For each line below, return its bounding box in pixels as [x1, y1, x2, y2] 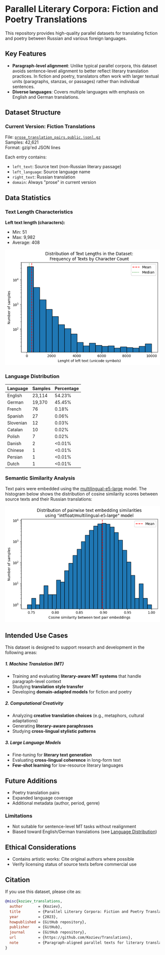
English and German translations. [12, 94, 80, 100]
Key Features [5, 50, 47, 58]
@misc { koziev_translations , [5, 899, 63, 904]
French [7, 406, 22, 412]
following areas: [5, 650, 38, 656]
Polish [7, 434, 20, 440]
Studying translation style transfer [12, 684, 83, 689]
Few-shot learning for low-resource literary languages [12, 762, 124, 768]
